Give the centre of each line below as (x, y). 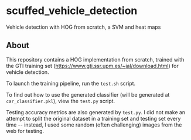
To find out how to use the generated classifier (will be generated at (88, 94)
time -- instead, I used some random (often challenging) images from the (94, 125)
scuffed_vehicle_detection (72, 11)
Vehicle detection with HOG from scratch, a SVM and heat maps (83, 27)
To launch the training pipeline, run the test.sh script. (71, 83)
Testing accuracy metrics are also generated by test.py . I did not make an (96, 112)
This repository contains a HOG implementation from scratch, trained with (95, 59)
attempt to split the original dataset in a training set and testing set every (93, 118)
